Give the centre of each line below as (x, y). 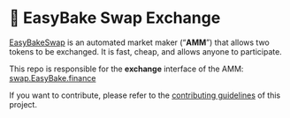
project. (23, 104)
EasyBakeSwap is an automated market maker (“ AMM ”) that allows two (139, 42)
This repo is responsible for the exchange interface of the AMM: (126, 69)
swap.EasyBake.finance (53, 77)
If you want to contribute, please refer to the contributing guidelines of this (145, 95)
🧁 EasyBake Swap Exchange (115, 18)
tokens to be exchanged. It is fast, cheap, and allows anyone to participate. (146, 51)
